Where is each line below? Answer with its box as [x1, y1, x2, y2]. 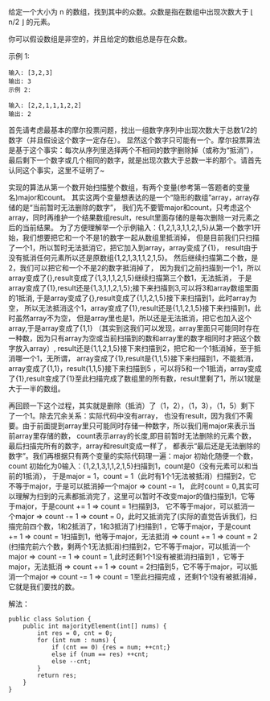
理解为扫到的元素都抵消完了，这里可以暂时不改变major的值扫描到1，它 [14, 492, 248, 501]
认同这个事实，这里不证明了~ [8, 166, 105, 175]
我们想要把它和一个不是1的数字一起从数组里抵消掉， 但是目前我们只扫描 [22, 233, 260, 242]
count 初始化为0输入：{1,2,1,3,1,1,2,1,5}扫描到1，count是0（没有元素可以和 [8, 461, 252, 471]
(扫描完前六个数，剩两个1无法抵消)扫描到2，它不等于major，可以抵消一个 [8, 542, 251, 551]
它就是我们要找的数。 [8, 582, 79, 592]
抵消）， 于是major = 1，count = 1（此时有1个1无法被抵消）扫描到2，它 [25, 472, 256, 480]
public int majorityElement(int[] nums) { [22, 622, 167, 630]
